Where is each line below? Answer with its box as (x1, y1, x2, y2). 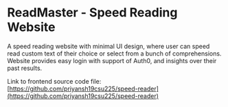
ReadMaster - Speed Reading (7, 5, 178, 21)
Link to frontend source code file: (7, 77, 102, 85)
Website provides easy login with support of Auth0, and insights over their (7, 56, 217, 64)
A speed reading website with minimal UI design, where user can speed (7, 42, 210, 50)
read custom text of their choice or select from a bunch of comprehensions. (7, 49, 222, 58)
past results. (7, 64, 43, 72)
